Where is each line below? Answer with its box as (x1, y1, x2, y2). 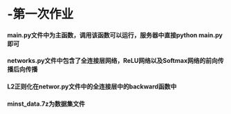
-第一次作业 (7, 6, 74, 22)
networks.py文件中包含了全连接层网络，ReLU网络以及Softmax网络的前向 (7, 57, 218, 65)
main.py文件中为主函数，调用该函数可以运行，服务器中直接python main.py (7, 30, 223, 39)
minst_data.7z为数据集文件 (7, 99, 85, 108)
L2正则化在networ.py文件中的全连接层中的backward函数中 (7, 82, 177, 91)
